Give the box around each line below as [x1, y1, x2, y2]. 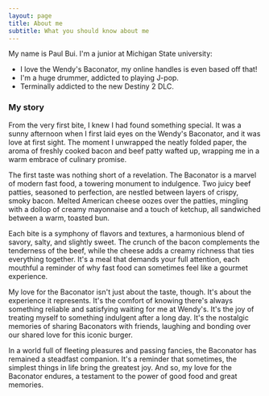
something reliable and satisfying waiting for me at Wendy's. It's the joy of [8, 304, 255, 314]
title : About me [8, 19, 63, 27]
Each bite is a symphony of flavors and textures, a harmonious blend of [8, 228, 245, 238]
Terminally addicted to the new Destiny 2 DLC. [19, 81, 175, 91]
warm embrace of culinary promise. [8, 154, 127, 164]
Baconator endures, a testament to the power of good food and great [8, 371, 238, 381]
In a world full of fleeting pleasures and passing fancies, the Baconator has [8, 345, 257, 355]
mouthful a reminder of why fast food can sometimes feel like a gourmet [8, 263, 248, 273]
